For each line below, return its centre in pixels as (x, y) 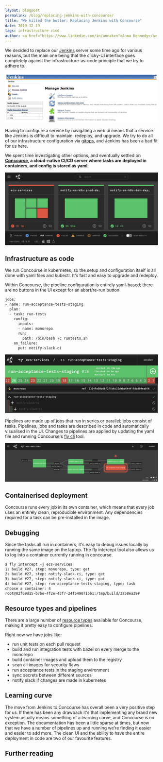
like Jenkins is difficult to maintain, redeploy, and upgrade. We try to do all (79, 136)
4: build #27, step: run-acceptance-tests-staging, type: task (70, 584)
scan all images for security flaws (46, 665)
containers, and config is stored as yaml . (47, 166)
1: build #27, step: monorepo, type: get (48, 569)
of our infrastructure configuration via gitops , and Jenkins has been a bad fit (81, 140)
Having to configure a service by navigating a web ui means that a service (79, 130)
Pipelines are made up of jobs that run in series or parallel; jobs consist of (79, 421)
